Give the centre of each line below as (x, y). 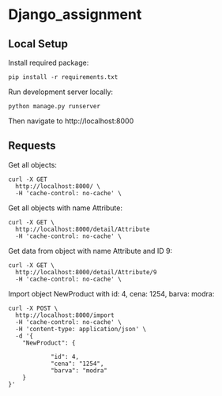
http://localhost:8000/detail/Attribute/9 (86, 272)
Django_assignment (75, 15)
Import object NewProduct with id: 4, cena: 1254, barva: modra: (111, 293)
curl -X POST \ (33, 308)
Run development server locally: (60, 92)
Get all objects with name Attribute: (65, 208)
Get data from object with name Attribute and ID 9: (90, 251)
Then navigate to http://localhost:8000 (71, 121)
